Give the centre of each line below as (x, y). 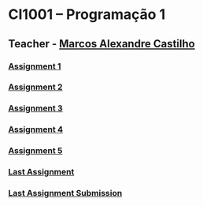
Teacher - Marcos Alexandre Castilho (101, 44)
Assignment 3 (35, 108)
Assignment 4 (36, 129)
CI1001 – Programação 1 (87, 15)
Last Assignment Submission (65, 193)
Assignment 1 (35, 66)
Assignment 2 (35, 87)
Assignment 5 (35, 151)
